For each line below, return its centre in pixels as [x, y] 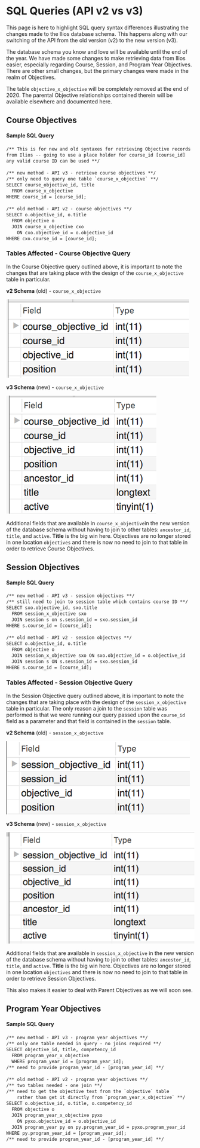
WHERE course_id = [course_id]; [46, 197]
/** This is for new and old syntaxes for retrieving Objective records [99, 149]
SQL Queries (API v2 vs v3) [75, 11]
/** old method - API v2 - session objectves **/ [69, 638]
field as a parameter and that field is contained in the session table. [89, 721]
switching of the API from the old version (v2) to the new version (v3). [92, 40]
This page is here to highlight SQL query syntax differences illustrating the [98, 27]
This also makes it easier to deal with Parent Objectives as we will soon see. [99, 990]
